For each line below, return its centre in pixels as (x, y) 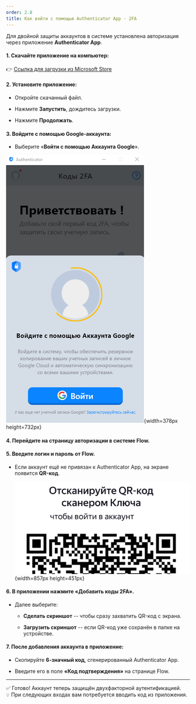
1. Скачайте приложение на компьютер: (57, 56)
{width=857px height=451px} (49, 578)
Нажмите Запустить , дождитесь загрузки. (68, 109)
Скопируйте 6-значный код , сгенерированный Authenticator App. (97, 660)
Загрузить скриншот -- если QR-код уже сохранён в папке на (101, 627)
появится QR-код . (37, 473)
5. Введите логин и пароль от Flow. (50, 454)
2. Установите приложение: (41, 84)
